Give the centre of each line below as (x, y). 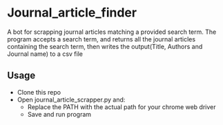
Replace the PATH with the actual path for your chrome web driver (122, 107)
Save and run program (59, 114)
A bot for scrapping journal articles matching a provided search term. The (112, 32)
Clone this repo (39, 92)
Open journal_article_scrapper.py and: (71, 99)
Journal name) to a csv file (45, 54)
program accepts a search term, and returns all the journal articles (101, 39)
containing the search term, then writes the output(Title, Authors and (105, 46)
